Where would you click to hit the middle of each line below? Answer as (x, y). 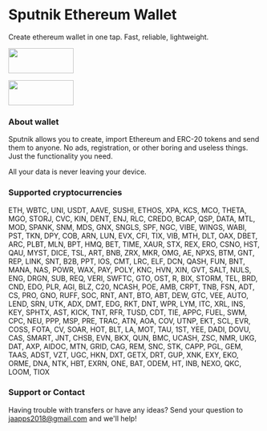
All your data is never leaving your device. (77, 172)
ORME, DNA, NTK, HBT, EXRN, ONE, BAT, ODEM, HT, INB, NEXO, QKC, (125, 363)
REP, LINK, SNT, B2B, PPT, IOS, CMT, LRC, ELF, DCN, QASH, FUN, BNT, (127, 261)
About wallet (34, 122)
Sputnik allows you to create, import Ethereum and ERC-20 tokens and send (134, 139)
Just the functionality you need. (61, 156)
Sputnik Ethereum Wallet (93, 15)
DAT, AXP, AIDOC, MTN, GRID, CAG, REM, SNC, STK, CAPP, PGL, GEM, (125, 346)
